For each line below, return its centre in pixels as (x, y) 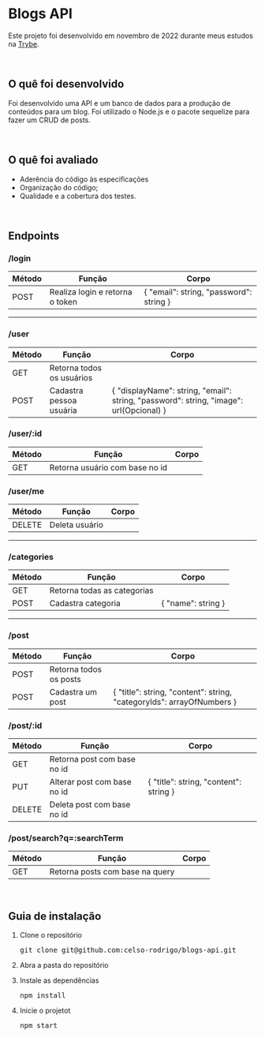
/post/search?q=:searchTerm (66, 838)
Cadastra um (73, 691)
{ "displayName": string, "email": (172, 390)
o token (63, 302)
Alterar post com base (90, 782)
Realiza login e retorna (91, 292)
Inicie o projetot (45, 1010)
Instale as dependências (59, 980)
